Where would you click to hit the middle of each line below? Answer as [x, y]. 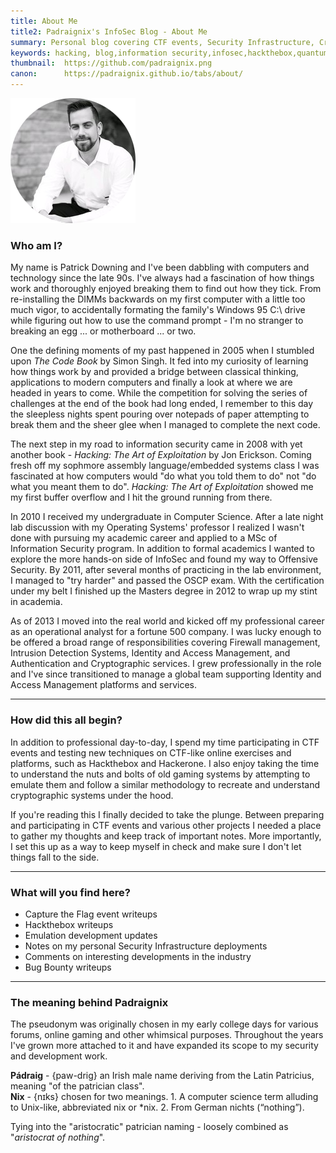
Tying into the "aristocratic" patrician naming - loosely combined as [149, 1127]
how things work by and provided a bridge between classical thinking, [154, 372]
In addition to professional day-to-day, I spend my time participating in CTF [165, 742]
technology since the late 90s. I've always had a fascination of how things [162, 278]
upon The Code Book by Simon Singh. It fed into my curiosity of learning [159, 361]
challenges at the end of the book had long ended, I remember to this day [162, 404]
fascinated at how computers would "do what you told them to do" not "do [163, 476]
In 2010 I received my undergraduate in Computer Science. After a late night [167, 517]
